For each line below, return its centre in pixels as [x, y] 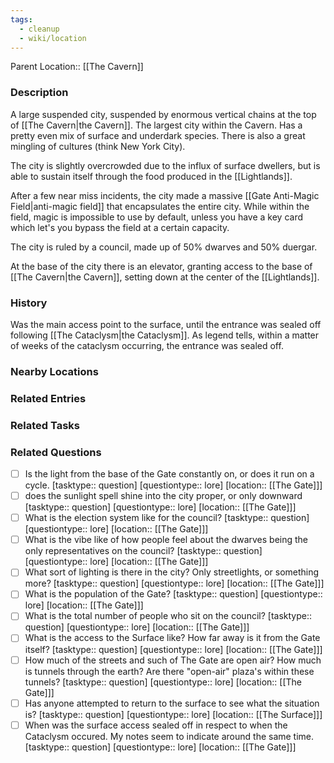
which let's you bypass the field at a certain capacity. [120, 227]
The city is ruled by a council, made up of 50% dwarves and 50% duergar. [164, 247]
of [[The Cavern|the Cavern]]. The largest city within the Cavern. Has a [156, 125]
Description [39, 93]
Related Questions [56, 452]
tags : [21, 19]
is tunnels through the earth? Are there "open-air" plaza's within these [169, 671]
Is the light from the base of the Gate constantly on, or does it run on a [169, 474]
